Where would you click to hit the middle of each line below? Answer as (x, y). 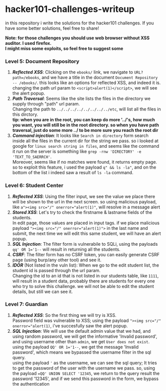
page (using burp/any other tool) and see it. (57, 260)
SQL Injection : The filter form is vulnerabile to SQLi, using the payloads (85, 244)
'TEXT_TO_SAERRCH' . (32, 157)
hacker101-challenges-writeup (70, 9)
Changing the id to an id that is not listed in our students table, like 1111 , (85, 276)
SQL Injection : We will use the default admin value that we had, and (82, 331)
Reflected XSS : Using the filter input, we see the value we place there (83, 196)
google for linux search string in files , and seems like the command (86, 146)
